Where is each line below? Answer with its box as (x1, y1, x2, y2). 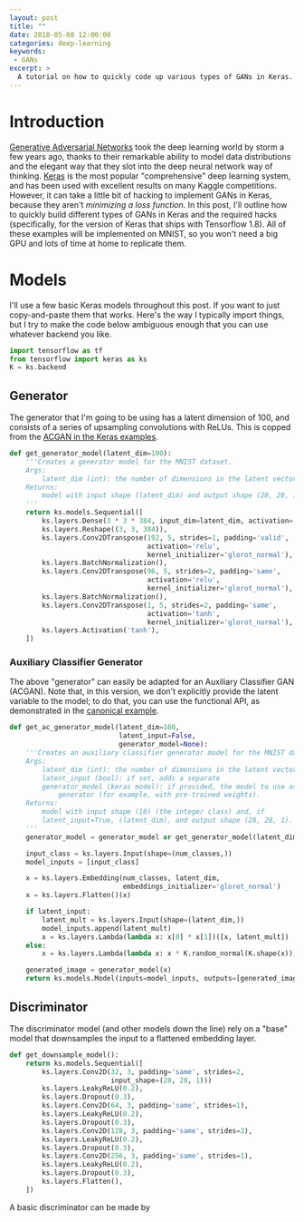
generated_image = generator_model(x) (25, 965, 172, 975)
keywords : (9, 47, 47, 56)
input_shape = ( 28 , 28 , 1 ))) (109, 1076, 213, 1085)
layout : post (9, 13, 59, 23)
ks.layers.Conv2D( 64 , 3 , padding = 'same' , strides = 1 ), (42, 1101, 249, 1110)
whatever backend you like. (9, 328, 112, 339)
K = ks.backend (9, 363, 67, 372)
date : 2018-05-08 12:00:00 (9, 30, 111, 39)
